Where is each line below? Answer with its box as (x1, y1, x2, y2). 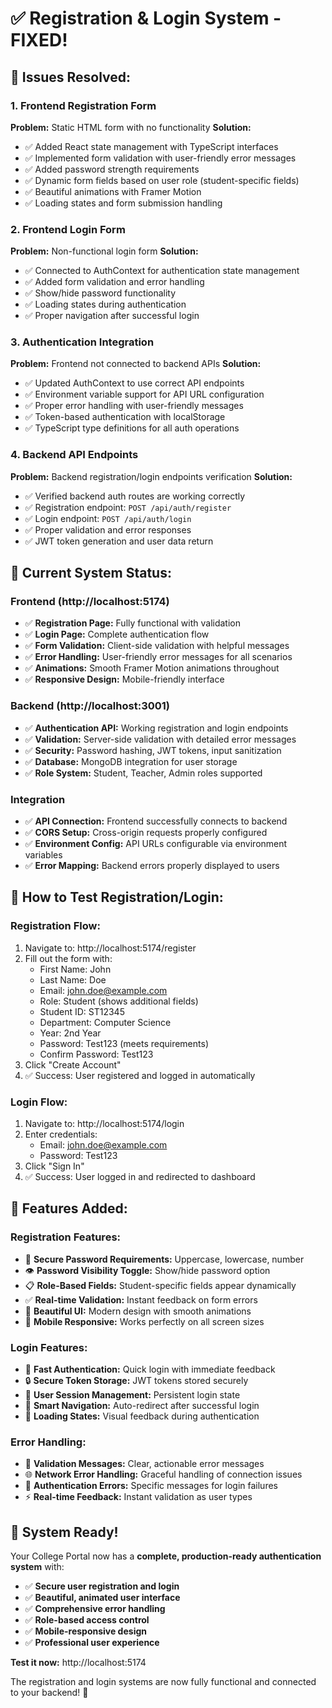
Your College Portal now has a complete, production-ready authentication (10, 1550, 322, 1562)
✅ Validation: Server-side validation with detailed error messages (24, 733, 297, 745)
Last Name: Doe (39, 973, 107, 986)
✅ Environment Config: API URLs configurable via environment (24, 838, 288, 850)
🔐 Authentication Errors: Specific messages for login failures (24, 1480, 278, 1492)
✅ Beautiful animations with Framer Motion (24, 185, 202, 197)
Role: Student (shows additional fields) (39, 995, 199, 1007)
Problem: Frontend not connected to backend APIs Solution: (10, 358, 262, 370)
